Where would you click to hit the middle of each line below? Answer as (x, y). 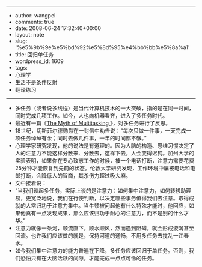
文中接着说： (31, 183)
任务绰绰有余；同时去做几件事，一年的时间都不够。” (83, 138)
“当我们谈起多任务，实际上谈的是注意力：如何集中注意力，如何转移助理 (103, 190)
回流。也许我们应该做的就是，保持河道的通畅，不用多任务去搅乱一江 (99, 235)
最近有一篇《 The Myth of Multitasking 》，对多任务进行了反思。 (93, 123)
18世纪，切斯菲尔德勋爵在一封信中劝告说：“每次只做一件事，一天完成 (100, 130)
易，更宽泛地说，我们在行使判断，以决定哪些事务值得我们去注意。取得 (102, 198)
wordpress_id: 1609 (39, 61)
